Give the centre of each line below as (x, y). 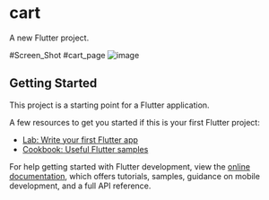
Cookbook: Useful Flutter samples (85, 149)
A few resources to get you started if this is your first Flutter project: (134, 122)
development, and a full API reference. (80, 186)
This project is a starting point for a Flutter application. (109, 105)
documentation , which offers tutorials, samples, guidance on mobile (134, 176)
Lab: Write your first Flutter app (80, 139)
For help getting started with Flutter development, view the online (130, 166)
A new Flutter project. (49, 38)
